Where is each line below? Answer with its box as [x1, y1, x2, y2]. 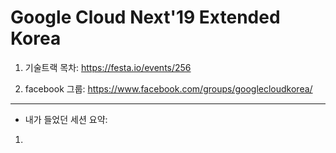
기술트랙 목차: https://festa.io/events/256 [24, 61, 192, 73]
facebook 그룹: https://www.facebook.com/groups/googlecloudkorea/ [24, 82, 313, 95]
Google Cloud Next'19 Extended [10, 6, 281, 29]
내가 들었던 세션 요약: [24, 113, 108, 125]
